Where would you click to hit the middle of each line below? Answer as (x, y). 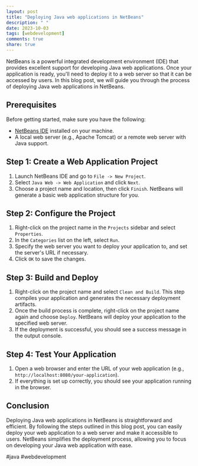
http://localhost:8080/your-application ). (67, 374)
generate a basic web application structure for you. (77, 195)
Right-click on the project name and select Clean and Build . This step (100, 292)
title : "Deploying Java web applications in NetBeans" (75, 17)
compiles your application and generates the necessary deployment (98, 298)
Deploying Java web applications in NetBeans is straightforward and (89, 420)
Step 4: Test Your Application (61, 354)
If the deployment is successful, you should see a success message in (100, 330)
